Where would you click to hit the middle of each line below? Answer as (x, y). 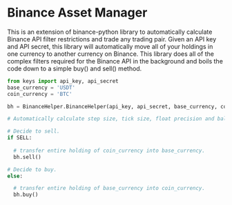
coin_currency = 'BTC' (40, 94)
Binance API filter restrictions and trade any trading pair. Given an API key (112, 39)
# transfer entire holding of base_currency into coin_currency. (109, 188)
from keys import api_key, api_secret (63, 81)
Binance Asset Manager (77, 13)
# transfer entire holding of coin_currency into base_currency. (109, 150)
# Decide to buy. (32, 169)
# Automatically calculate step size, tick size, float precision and (111, 119)
